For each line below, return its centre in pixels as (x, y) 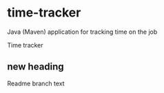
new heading (35, 67)
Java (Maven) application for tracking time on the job (82, 32)
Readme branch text (36, 83)
